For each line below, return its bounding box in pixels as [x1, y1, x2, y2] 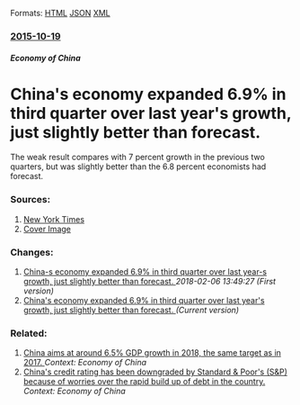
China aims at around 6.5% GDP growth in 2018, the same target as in [22, 347, 282, 358]
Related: [10, 327, 48, 339]
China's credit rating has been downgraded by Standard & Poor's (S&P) [22, 366, 288, 377]
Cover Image [22, 223, 71, 234]
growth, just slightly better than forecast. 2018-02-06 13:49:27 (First [22, 276, 277, 287]
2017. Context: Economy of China [22, 357, 147, 368]
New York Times [22, 213, 84, 224]
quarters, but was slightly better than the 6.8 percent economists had [10, 161, 267, 172]
